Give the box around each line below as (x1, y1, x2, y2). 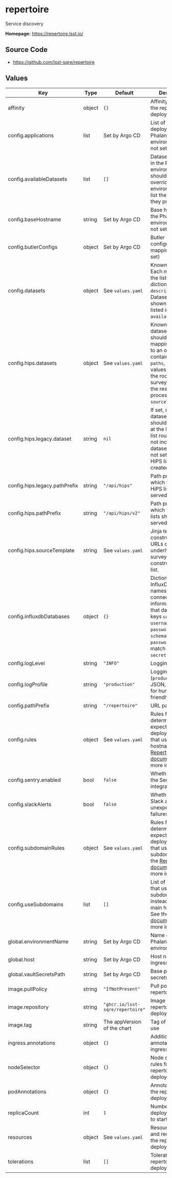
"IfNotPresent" (103, 986, 141, 992)
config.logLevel (8, 659, 45, 666)
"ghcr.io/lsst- (103, 1002, 141, 1007)
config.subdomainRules (8, 844, 65, 851)
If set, (150, 406, 164, 414)
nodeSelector (8, 1064, 40, 1071)
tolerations (8, 1158, 34, 1165)
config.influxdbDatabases (8, 613, 70, 620)
